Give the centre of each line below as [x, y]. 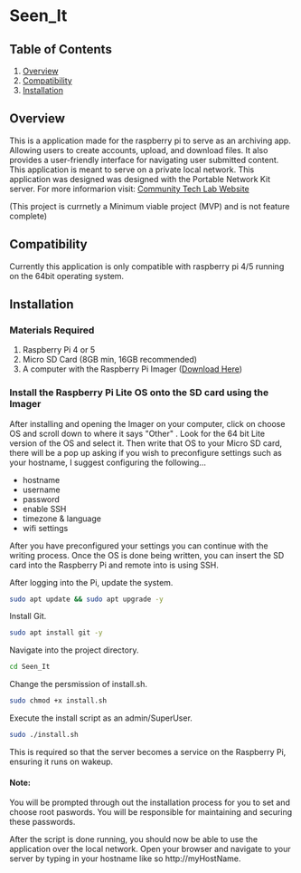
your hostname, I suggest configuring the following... [108, 462]
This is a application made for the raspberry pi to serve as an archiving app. [150, 141]
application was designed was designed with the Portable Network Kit [140, 179]
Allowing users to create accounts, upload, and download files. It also [139, 150]
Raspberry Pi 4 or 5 [59, 350]
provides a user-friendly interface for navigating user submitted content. [144, 160]
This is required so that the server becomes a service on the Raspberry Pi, [148, 752]
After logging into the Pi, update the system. [91, 582]
